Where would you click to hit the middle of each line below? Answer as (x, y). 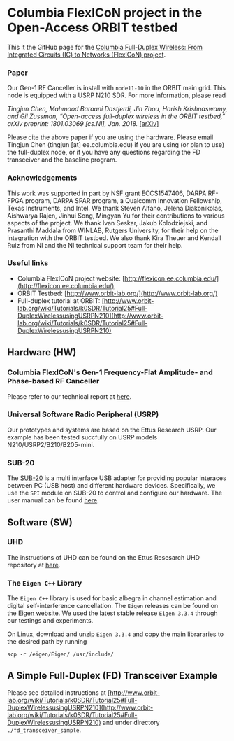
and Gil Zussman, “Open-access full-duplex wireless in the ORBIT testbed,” (116, 116)
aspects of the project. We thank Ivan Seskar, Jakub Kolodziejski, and (108, 223)
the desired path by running (47, 642)
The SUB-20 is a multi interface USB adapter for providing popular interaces (117, 478)
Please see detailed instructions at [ (59, 692)
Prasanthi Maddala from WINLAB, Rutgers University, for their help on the (113, 230)
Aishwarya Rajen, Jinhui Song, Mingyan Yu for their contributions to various (116, 216)
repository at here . (34, 565)
